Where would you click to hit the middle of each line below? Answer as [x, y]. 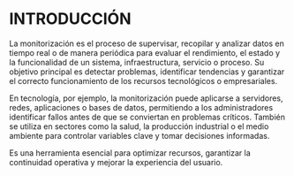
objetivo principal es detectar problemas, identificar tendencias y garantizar [147, 72]
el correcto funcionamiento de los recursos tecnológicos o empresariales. [143, 80]
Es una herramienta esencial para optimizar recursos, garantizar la [130, 153]
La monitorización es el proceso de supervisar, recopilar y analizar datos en [147, 43]
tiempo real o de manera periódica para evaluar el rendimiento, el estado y [145, 52]
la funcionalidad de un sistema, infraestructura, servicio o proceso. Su [137, 62]
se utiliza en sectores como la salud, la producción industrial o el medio [139, 126]
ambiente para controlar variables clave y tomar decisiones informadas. [139, 135]
